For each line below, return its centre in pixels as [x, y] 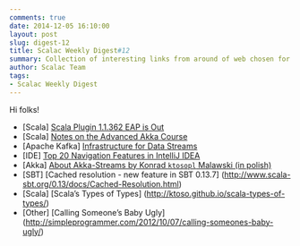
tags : [19, 76]
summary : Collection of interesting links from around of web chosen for [150, 59]
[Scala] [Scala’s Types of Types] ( [85, 193]
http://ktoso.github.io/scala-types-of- [216, 193]
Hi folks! [25, 109]
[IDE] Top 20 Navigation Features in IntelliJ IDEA [111, 155]
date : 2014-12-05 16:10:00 [60, 26]
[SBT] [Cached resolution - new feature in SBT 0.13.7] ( [123, 174]
